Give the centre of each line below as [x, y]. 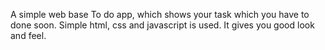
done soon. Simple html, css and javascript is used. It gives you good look [162, 25]
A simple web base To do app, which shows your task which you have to [160, 14]
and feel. [28, 35]
